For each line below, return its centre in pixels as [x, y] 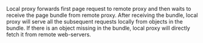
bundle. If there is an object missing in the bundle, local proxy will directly [98, 28]
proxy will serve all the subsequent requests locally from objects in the [95, 21]
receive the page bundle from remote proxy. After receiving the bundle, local [102, 15]
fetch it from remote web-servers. [49, 35]
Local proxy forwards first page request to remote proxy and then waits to [99, 9]
